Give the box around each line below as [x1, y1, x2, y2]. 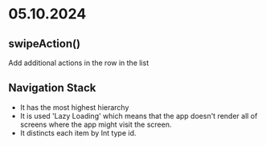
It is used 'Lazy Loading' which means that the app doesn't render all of [19, 111, 258, 120]
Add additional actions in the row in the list [8, 58, 149, 67]
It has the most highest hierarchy [19, 102, 129, 112]
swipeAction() [8, 37, 81, 51]
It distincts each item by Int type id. [19, 128, 137, 137]
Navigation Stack [8, 81, 96, 95]
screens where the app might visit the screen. [19, 120, 172, 129]
